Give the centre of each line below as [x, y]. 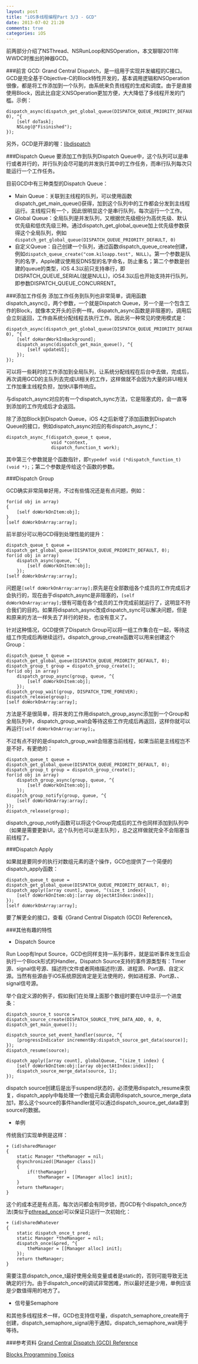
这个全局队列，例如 [43, 233]
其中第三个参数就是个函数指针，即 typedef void [63, 460]
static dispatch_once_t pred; [54, 1233]
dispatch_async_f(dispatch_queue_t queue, [59, 437]
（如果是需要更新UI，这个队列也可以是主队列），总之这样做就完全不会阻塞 [95, 830]
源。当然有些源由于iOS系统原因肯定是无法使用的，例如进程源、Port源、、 [94, 976]
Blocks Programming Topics [40, 1355]
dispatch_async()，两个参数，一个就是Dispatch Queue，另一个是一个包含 [95, 303]
